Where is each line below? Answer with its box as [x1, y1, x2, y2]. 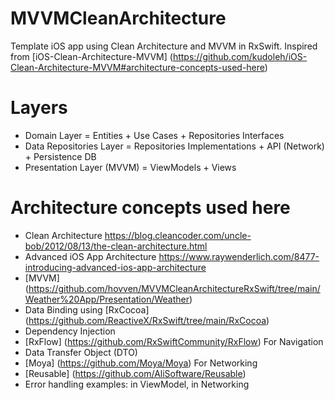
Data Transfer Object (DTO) [24, 346, 138, 358]
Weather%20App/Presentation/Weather [24, 293, 190, 305]
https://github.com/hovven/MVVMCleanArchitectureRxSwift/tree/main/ [28, 282, 321, 294]
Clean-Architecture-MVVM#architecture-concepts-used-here [10, 61, 265, 73]
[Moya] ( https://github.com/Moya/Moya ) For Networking [24, 357, 258, 369]
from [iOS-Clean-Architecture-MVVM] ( [10, 50, 173, 62]
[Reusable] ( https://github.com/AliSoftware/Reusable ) [24, 367, 247, 379]
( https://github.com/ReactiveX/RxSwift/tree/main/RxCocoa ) [24, 314, 270, 326]
